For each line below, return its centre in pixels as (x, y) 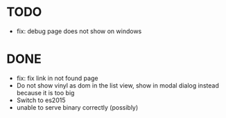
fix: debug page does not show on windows (79, 31)
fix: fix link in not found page (57, 78)
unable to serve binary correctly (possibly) (77, 107)
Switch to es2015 (41, 100)
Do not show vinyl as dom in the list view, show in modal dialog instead (118, 85)
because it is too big (45, 92)
